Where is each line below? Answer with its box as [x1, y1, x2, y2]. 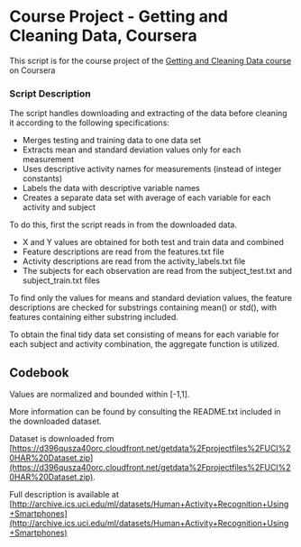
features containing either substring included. [9, 312, 178, 323]
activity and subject [22, 202, 96, 213]
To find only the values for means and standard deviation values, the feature [9, 293, 293, 304]
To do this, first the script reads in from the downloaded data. [9, 219, 237, 231]
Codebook [9, 365, 69, 380]
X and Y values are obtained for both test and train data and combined [22, 237, 284, 248]
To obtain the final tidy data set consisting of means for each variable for [9, 329, 279, 340]
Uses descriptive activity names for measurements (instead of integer [22, 164, 282, 175]
